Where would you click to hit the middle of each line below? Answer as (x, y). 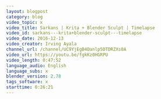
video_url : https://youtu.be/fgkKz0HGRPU (57, 55)
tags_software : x (27, 82)
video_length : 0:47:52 (34, 60)
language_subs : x (27, 71)
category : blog (24, 17)
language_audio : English (36, 66)
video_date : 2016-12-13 (35, 38)
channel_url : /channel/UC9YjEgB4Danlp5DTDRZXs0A (66, 49)
